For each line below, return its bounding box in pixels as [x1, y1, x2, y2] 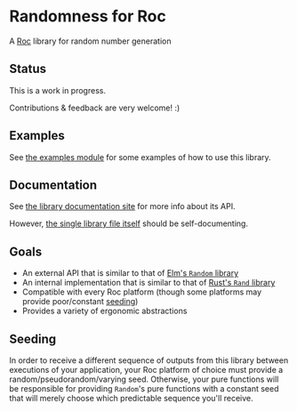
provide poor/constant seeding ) [21, 296, 139, 307]
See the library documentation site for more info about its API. [9, 201, 236, 212]
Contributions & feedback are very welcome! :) [9, 102, 181, 113]
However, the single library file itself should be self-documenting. [9, 218, 249, 229]
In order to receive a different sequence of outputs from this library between [9, 355, 289, 366]
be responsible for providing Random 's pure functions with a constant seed [9, 384, 279, 393]
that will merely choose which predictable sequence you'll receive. [9, 393, 253, 403]
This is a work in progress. [9, 85, 107, 95]
